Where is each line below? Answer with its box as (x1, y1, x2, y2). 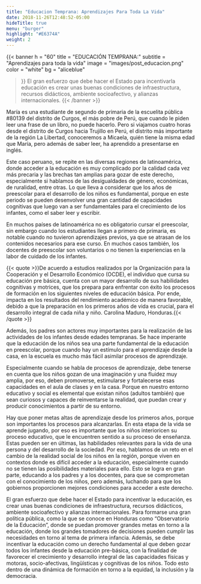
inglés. (6, 146, 23, 154)
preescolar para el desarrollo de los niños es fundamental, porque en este (6, 190, 189, 197)
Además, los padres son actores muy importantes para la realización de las (6, 327, 192, 334)
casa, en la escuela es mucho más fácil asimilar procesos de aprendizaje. (6, 352, 188, 360)
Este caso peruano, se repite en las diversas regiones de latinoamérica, (6, 158, 183, 165)
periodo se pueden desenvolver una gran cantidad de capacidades (6, 196, 172, 203)
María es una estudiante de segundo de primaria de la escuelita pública (6, 109, 183, 115)
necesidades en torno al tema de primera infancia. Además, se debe (6, 534, 175, 541)
